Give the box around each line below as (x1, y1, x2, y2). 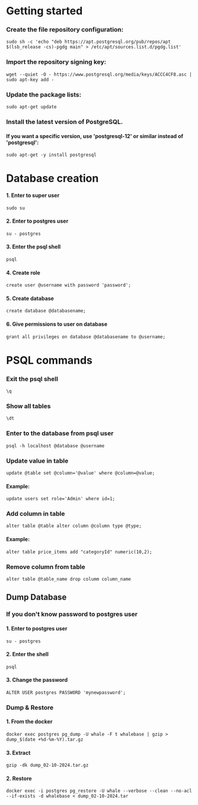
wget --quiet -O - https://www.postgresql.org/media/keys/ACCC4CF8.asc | (6, 71, 193, 77)
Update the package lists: (6, 91, 82, 99)
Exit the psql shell (6, 375, 58, 383)
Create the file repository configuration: (6, 26, 124, 34)
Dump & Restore (6, 703, 54, 712)
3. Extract (6, 749, 31, 756)
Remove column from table (6, 563, 86, 571)
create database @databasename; (6, 308, 86, 314)
